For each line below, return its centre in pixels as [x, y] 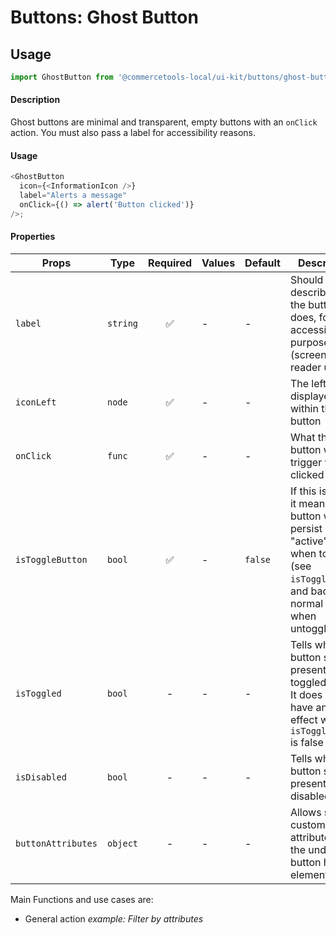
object [122, 843]
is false [306, 742]
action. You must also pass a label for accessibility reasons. [133, 133]
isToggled [38, 693]
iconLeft [36, 402]
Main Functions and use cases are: [82, 899]
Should [306, 279]
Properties [33, 237]
